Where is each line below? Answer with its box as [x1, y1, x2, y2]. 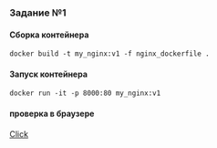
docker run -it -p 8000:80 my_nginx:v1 [9, 89, 161, 98]
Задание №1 [9, 6, 67, 19]
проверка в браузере [9, 108, 95, 119]
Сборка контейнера [9, 29, 89, 40]
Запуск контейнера [9, 69, 88, 79]
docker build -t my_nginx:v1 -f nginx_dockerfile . [9, 49, 210, 58]
